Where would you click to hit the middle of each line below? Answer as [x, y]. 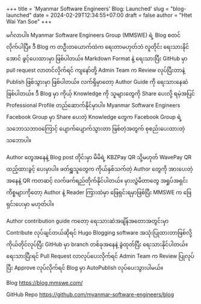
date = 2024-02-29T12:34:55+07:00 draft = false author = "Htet [113, 15]
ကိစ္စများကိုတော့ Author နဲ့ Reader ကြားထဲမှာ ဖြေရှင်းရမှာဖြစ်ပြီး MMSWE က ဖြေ [99, 192]
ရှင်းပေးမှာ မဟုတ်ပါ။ [30, 204]
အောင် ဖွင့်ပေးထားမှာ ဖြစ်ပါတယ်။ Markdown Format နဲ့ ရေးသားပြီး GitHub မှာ [97, 59]
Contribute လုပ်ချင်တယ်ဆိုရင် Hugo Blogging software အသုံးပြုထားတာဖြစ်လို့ [99, 233]
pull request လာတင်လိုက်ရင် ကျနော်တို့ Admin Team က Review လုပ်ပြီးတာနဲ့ [96, 70]
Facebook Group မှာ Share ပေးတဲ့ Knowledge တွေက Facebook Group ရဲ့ [94, 117]
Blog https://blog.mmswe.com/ [45, 283]
